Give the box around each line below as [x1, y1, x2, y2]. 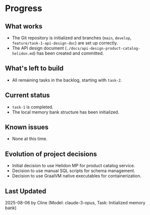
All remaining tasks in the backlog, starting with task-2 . [12, 77, 122, 83]
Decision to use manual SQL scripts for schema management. [12, 168, 135, 174]
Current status [5, 91, 50, 100]
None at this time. [12, 136, 47, 142]
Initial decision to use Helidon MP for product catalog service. [12, 163, 135, 169]
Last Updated [5, 187, 46, 195]
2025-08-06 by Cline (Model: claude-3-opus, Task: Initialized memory [5, 200, 146, 206]
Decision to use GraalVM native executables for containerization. [12, 173, 142, 179]
